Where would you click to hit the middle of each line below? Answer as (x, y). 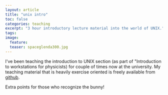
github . (12, 77)
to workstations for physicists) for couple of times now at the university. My (83, 66)
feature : (19, 42)
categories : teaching (28, 24)
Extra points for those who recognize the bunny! (55, 87)
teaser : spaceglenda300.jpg (39, 47)
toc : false (16, 19)
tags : (11, 33)
